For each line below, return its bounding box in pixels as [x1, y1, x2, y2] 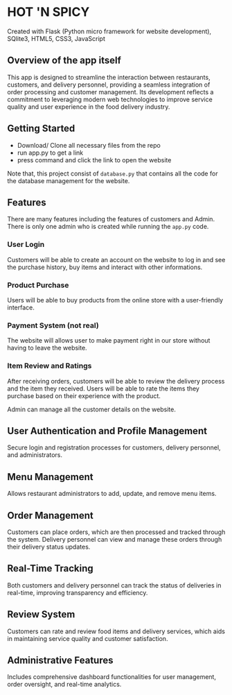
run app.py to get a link [17, 148, 84, 157]
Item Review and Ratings [7, 361, 92, 371]
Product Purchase [7, 280, 69, 290]
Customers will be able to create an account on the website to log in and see [7, 255, 226, 264]
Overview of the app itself [7, 55, 121, 67]
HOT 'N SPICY [7, 4, 90, 20]
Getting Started [7, 123, 75, 135]
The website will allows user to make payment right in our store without [7, 336, 211, 345]
